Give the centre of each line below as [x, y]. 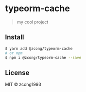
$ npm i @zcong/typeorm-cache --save [43, 57]
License [17, 73]
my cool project [33, 22]
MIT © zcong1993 [23, 84]
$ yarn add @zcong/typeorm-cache [39, 48]
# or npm [14, 53]
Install [15, 37]
